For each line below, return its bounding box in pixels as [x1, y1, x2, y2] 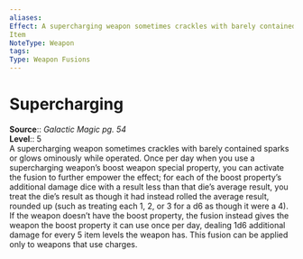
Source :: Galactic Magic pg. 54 [9, 124, 127, 134]
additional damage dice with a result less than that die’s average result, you [9, 181, 289, 192]
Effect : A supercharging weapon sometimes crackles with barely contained [9, 22, 297, 31]
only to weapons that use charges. [9, 238, 138, 249]
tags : [9, 47, 30, 56]
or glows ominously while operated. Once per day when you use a [9, 153, 255, 163]
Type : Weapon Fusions [9, 55, 91, 64]
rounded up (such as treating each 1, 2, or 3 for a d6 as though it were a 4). [9, 200, 289, 211]
